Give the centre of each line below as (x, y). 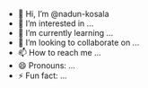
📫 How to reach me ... (59, 53)
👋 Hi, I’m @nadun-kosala (63, 14)
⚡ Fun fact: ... (42, 75)
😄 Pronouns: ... (47, 66)
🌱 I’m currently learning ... (65, 33)
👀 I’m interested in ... (56, 23)
